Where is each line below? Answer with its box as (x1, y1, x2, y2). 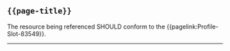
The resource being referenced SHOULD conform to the (7, 22, 166, 31)
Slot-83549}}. (7, 29, 47, 37)
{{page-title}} (7, 6, 72, 16)
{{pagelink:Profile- (166, 22, 219, 31)
